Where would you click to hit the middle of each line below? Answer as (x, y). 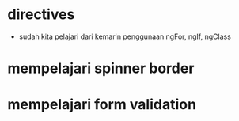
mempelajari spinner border (101, 68)
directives (41, 15)
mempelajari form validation (102, 105)
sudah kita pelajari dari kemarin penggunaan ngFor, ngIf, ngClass (125, 36)
